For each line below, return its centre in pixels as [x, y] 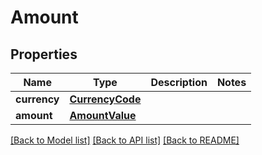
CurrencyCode [105, 99]
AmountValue [103, 115]
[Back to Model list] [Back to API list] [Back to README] [125, 140]
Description [179, 82]
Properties [44, 54]
